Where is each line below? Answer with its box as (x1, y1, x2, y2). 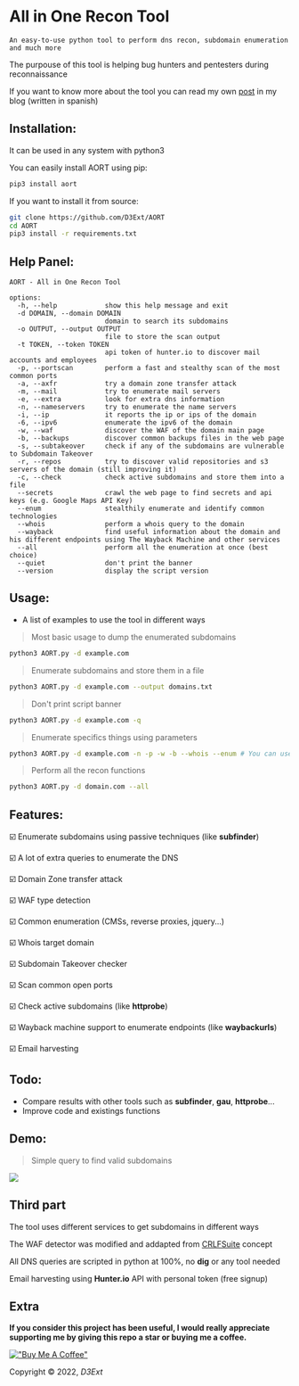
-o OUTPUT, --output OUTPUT (17, 325, 122, 334)
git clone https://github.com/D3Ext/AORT (9, 212, 166, 222)
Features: (9, 807, 64, 822)
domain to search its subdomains (104, 317, 229, 326)
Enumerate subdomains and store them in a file (30, 664, 205, 675)
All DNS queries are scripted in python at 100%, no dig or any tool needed (9, 1256, 280, 1266)
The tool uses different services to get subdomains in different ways (9, 1221, 260, 1232)
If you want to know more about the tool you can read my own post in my (9, 86, 278, 96)
